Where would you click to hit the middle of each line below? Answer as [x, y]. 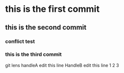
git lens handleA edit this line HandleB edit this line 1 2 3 [62, 65]
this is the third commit [33, 54]
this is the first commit [53, 9]
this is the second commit [46, 27]
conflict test [20, 41]
